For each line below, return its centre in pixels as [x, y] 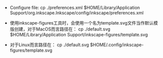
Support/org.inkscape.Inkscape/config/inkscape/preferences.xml [77, 13]
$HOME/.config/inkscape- [117, 45]
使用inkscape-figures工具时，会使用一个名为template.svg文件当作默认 [81, 23]
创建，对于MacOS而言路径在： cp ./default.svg [62, 29]
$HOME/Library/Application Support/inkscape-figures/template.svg [79, 35]
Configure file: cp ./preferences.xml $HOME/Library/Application [75, 8]
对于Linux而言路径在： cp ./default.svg [49, 45]
